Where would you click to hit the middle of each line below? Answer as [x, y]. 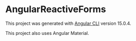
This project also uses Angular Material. [47, 33]
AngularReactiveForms [56, 9]
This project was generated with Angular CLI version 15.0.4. [68, 23]
